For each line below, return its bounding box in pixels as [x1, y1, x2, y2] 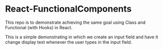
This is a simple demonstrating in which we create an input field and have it [5, 34, 159, 40]
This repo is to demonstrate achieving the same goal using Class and [5, 19, 146, 25]
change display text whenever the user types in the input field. [5, 39, 132, 45]
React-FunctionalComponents [5, 3, 132, 15]
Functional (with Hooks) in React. [5, 24, 73, 30]
